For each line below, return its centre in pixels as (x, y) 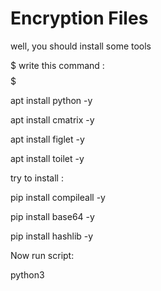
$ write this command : (57, 65)
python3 (27, 274)
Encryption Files (79, 18)
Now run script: (42, 255)
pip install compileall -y (58, 197)
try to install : (37, 178)
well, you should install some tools (81, 46)
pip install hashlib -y (52, 236)
